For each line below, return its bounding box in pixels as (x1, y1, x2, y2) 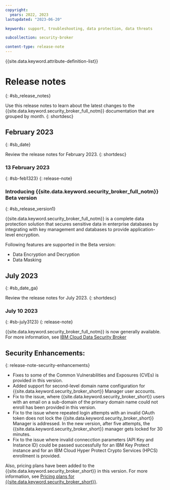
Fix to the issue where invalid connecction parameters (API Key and (12, 437, 154, 443)
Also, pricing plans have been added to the (5, 463, 95, 469)
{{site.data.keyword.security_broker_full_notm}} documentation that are (5, 107, 154, 114)
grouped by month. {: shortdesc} (5, 113, 74, 119)
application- (130, 227, 156, 233)
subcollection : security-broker (5, 35, 73, 41)
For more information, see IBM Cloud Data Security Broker (5, 334, 126, 340)
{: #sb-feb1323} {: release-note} (5, 175, 72, 181)
